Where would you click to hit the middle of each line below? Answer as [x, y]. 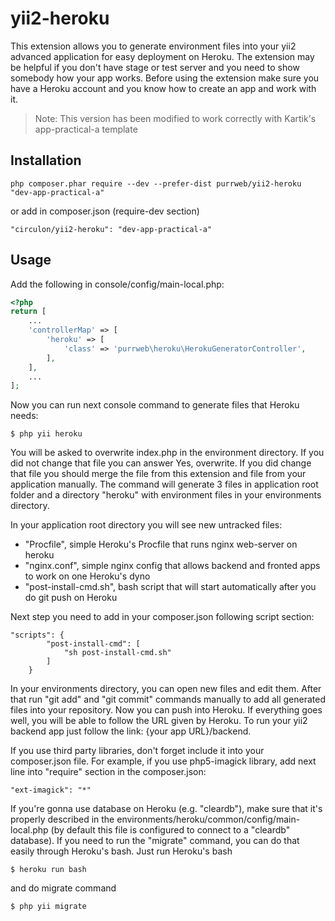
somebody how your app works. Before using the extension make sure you [165, 78]
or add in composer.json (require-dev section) [105, 211]
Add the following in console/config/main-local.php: [117, 284]
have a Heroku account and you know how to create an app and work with [163, 88]
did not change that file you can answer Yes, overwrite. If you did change [161, 463]
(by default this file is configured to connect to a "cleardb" [170, 830]
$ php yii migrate [48, 907]
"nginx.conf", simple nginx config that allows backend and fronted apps [172, 566]
